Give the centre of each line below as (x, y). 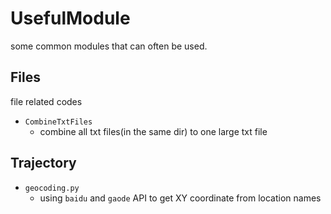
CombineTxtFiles (58, 122)
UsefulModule (70, 18)
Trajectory (43, 163)
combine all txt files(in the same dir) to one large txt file (153, 131)
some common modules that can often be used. (109, 46)
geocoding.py (52, 188)
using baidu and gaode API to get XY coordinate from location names (180, 198)
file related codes (46, 101)
